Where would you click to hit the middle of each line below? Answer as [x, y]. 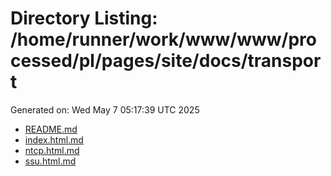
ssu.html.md [50, 161]
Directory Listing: [84, 18]
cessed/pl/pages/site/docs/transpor [166, 61]
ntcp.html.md [52, 150]
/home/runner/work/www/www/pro [163, 39]
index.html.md [54, 139]
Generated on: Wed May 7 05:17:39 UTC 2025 [105, 109]
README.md [51, 129]
